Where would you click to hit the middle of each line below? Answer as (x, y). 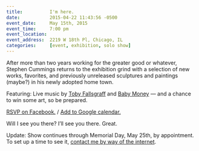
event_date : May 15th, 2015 (47, 23)
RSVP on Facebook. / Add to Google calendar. (64, 112)
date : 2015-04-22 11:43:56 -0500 (62, 18)
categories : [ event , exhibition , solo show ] (69, 46)
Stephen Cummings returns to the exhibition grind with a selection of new (98, 69)
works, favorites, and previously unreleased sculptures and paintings (92, 75)
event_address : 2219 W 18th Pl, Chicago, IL (64, 40)
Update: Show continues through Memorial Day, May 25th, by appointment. (100, 135)
